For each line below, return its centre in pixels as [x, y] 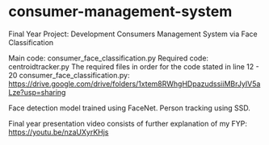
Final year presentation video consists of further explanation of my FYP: [128, 123]
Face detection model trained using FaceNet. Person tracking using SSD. [129, 108]
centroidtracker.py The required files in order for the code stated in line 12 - [134, 66]
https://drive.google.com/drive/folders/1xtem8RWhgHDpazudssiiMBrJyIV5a [134, 84]
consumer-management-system [120, 12]
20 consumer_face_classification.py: [69, 75]
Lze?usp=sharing [37, 92]
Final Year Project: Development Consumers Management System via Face [133, 34]
